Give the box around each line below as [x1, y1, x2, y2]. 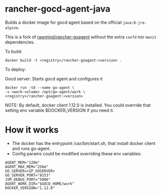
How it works [5, 125, 59, 135]
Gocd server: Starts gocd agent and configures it [5, 76, 103, 81]
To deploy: [5, 66, 26, 72]
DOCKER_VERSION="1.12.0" [5, 185, 55, 190]
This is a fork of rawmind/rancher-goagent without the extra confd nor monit [5, 34, 157, 40]
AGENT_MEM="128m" [5, 160, 40, 165]
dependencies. [5, 39, 35, 45]
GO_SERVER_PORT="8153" [5, 173, 51, 178]
